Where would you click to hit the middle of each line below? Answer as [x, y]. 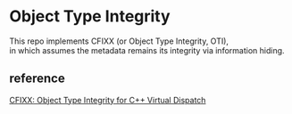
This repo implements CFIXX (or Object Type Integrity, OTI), [119, 41]
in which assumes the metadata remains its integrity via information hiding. [147, 50]
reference [37, 79]
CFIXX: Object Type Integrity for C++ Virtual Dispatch [108, 100]
